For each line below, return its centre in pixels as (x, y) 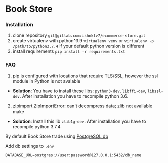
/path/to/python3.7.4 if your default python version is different (78, 46)
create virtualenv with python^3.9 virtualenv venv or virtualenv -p (83, 41)
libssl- (155, 91)
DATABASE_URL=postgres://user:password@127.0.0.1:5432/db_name (73, 155)
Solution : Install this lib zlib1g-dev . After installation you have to (79, 121)
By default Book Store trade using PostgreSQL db (57, 136)
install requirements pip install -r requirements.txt (69, 51)
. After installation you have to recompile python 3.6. (74, 96)
